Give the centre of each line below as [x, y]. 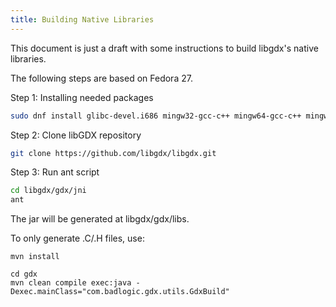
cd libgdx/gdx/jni [48, 191]
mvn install [35, 257]
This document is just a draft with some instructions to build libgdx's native [164, 48]
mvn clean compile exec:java [71, 283]
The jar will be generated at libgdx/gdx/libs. [100, 219]
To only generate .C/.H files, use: [77, 238]
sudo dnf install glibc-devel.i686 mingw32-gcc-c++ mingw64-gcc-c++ [156, 116]
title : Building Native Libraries [82, 19]
